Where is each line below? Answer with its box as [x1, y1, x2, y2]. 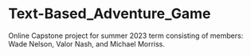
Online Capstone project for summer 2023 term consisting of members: [8, 31, 244, 40]
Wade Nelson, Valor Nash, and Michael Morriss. [8, 39, 166, 48]
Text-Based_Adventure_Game [8, 5, 211, 23]
